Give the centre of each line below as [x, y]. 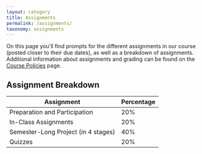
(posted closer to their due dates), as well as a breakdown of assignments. [100, 53]
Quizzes [21, 142]
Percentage [138, 102]
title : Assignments [31, 18]
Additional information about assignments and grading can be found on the [101, 59]
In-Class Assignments [41, 122]
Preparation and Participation [51, 112]
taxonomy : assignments [35, 29]
